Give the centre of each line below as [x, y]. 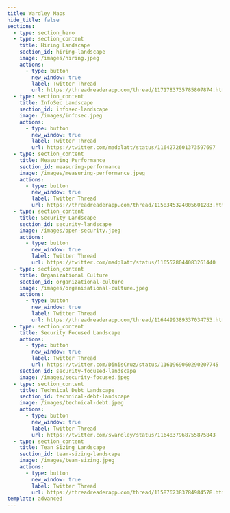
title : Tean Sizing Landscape [63, 448]
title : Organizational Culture [64, 275]
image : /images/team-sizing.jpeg [67, 461]
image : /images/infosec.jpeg [61, 115]
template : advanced [35, 499]
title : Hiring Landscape [55, 45]
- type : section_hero [44, 33]
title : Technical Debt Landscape [67, 390]
